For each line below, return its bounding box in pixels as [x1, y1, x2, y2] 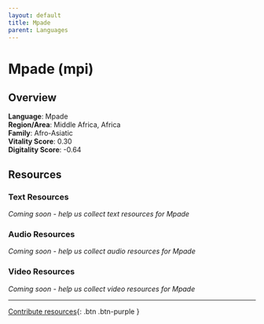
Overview [8, 91, 57, 104]
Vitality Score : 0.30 [8, 137, 72, 146]
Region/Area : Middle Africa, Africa [8, 120, 121, 129]
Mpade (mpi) [8, 60, 94, 78]
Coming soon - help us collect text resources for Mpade [8, 209, 190, 219]
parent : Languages [8, 26, 68, 34]
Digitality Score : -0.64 [8, 145, 82, 155]
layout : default [8, 11, 61, 20]
